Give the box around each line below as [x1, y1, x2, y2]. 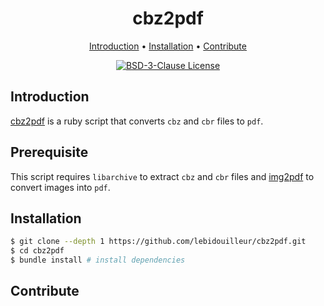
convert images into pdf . [10, 181, 111, 193]
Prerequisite [10, 144, 89, 161]
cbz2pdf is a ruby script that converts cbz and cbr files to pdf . [10, 115, 264, 127]
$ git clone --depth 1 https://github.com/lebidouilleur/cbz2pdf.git [10, 237, 307, 247]
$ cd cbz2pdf [10, 246, 65, 256]
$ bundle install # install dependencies [10, 255, 186, 266]
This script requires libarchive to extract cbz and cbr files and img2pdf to [10, 170, 315, 182]
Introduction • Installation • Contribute [89, 40, 247, 52]
